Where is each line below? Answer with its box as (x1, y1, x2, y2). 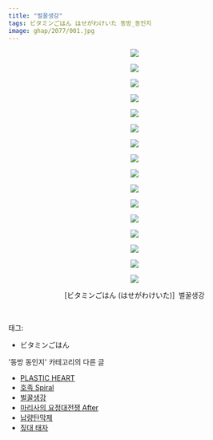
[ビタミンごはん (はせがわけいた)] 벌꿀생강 (64, 291, 205, 300)
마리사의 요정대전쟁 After (19, 403, 98, 413)
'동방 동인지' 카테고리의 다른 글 (8, 357, 105, 367)
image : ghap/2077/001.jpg (8, 26, 94, 35)
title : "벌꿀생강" (8, 11, 63, 20)
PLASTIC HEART (19, 373, 75, 383)
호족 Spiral (19, 383, 54, 393)
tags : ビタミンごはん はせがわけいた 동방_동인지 (8, 19, 152, 27)
